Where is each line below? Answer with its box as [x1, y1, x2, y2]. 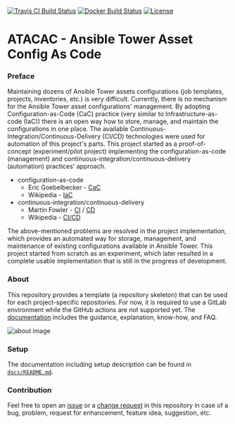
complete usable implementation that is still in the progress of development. [7, 257, 227, 266]
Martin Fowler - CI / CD [27, 206, 96, 214]
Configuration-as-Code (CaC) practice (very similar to [7, 110, 164, 118]
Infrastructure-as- [165, 110, 218, 118]
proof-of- [178, 139, 206, 148]
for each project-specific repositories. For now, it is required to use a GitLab [7, 298, 227, 306]
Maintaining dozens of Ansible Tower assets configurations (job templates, [7, 87, 224, 96]
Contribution [7, 385, 52, 394]
